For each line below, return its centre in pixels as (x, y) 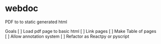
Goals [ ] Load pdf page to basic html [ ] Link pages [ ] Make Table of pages (81, 31)
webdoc (22, 8)
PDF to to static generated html (36, 22)
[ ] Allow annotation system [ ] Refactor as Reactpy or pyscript (67, 36)
